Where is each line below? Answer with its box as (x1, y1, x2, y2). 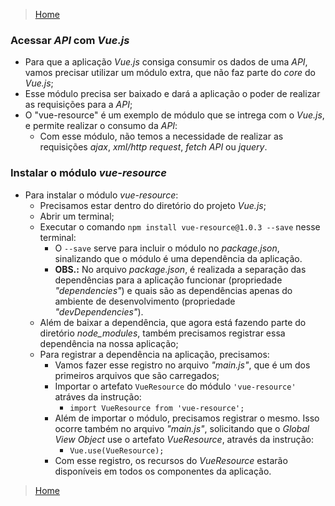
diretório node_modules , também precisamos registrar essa (39, 327, 286, 339)
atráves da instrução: (54, 390, 142, 403)
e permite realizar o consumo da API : (24, 120, 178, 132)
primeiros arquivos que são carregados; (54, 369, 220, 381)
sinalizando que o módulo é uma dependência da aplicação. (54, 252, 303, 264)
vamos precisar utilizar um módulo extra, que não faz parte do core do (24, 67, 316, 79)
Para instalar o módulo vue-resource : (24, 189, 179, 201)
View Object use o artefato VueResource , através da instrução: (54, 433, 315, 445)
